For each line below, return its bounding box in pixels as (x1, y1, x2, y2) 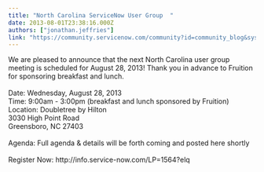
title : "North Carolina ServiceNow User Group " (8, 11, 174, 20)
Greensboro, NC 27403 (8, 122, 84, 131)
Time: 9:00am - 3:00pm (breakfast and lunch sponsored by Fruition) (8, 97, 229, 106)
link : (8, 33, 26, 42)
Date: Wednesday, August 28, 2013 (8, 88, 122, 98)
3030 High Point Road (8, 113, 80, 123)
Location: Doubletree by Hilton (8, 105, 108, 115)
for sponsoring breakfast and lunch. (8, 71, 124, 81)
